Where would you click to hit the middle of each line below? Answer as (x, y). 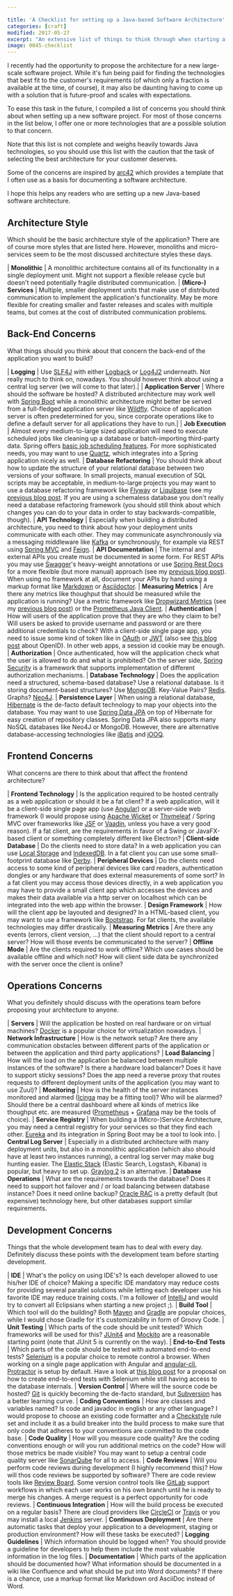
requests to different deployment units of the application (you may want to (114, 1083)
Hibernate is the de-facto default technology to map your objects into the (112, 705)
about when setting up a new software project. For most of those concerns (114, 116)
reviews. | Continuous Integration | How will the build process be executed (115, 1505)
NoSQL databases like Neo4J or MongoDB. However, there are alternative (113, 727)
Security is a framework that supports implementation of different (101, 667)
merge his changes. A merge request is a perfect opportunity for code (108, 1497)
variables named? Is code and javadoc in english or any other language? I (112, 1409)
